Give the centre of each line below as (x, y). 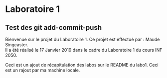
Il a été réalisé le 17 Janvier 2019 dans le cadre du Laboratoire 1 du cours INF (84, 50)
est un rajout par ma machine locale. (43, 70)
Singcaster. (17, 45)
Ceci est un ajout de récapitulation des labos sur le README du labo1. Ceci (82, 65)
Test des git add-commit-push (54, 28)
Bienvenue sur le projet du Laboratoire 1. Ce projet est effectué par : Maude (83, 39)
